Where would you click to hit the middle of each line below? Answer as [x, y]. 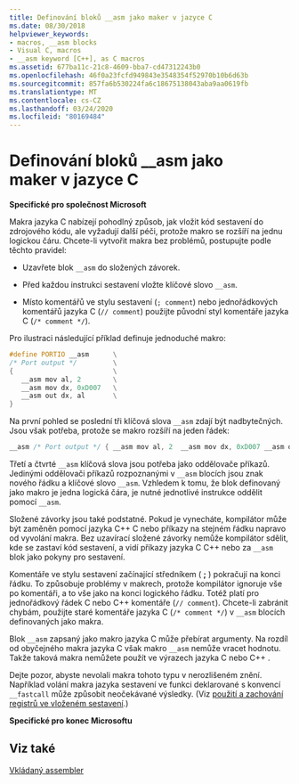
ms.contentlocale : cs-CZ [55, 100]
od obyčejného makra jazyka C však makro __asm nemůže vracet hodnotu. [145, 649]
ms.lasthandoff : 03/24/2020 [61, 109]
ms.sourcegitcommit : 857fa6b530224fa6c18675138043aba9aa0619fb [129, 84]
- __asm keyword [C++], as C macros [77, 59]
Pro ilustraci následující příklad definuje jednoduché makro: [118, 339]
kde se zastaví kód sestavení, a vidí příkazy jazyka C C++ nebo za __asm [141, 548]
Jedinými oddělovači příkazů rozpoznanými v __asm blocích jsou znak [137, 474]
